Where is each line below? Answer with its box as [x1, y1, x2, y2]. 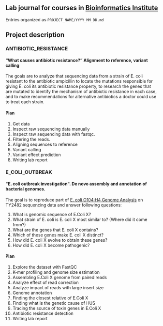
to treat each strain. [5, 99, 45, 105]
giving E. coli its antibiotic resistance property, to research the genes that [5, 83, 151, 89]
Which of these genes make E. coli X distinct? [12, 232, 104, 238]
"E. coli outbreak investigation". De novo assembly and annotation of [5, 181, 147, 187]
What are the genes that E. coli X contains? [12, 227, 99, 233]
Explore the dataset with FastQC [12, 264, 77, 270]
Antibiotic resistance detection [12, 310, 74, 316]
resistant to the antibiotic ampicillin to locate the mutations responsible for [5, 78, 153, 84]
